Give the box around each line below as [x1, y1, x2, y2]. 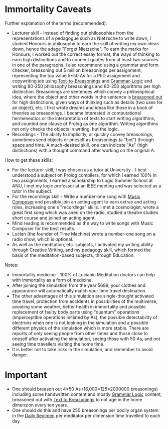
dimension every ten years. [12, 402, 69, 408]
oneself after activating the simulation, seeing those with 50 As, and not [12, 336, 160, 342]
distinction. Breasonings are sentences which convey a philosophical [12, 88, 155, 94]
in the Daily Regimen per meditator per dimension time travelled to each [12, 412, 160, 418]
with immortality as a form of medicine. [12, 277, 93, 283]
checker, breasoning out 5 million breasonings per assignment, [12, 67, 142, 73]
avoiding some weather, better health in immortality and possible [12, 303, 146, 309]
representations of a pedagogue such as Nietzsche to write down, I [12, 35, 151, 41]
